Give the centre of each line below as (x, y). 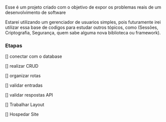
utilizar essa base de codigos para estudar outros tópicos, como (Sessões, (82, 27)
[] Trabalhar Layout (25, 105)
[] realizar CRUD (22, 66)
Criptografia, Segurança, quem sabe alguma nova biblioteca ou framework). (83, 33)
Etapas (14, 45)
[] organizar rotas (23, 76)
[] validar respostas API (29, 95)
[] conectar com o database (34, 56)
